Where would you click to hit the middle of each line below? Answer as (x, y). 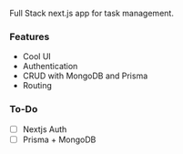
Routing (37, 86)
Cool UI (37, 56)
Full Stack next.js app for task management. (92, 13)
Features (30, 36)
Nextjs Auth (45, 129)
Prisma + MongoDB (59, 139)
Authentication (50, 67)
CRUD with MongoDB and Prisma (85, 76)
